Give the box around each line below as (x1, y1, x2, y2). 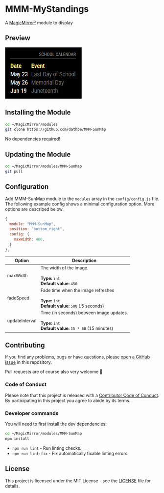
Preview (5, 34, 31, 42)
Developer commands (5, 409, 59, 416)
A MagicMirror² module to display (5, 20, 73, 26)
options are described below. (5, 206, 64, 212)
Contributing (5, 341, 45, 349)
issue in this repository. (5, 359, 52, 365)
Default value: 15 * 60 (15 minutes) (41, 325, 114, 331)
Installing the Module (5, 108, 71, 116)
